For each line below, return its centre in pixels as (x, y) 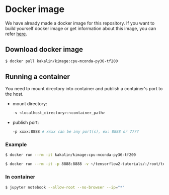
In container (20, 177)
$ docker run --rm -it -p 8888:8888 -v (47, 164)
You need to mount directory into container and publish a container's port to (84, 89)
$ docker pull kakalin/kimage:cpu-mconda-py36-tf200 (62, 61)
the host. (14, 94)
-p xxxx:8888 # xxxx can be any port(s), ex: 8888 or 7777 (76, 132)
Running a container (38, 77)
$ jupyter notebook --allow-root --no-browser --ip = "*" (65, 187)
